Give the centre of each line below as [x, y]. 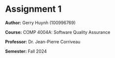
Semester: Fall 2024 [26, 51]
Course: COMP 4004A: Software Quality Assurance [58, 32]
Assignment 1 [33, 9]
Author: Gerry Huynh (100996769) [41, 23]
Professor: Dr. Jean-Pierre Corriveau [43, 42]
